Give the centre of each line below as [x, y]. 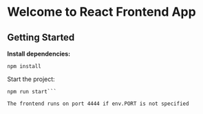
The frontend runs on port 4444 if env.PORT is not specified [98, 104]
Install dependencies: [39, 54]
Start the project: [31, 79]
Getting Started [41, 37]
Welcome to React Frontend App [101, 12]
